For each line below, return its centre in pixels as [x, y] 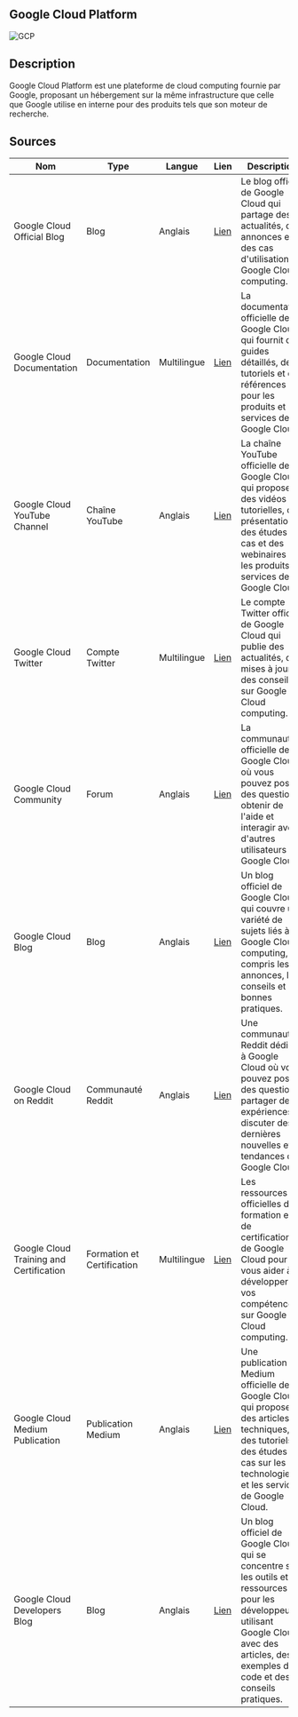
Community [38, 800]
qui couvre [263, 909]
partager [259, 1101]
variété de [262, 920]
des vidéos [263, 499]
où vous [258, 772]
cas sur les [263, 1463]
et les [252, 1485]
